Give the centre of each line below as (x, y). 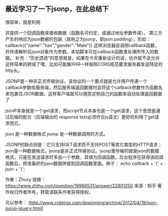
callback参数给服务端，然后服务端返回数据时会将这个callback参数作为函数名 (84, 87)
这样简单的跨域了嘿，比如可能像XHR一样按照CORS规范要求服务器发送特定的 (84, 64)
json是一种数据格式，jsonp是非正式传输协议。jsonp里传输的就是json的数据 (82, 151)
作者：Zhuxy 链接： (26, 179)
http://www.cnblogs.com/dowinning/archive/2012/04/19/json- (94, 202)
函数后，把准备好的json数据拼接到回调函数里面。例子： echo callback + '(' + (84, 163)
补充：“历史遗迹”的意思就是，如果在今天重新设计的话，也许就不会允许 (87, 58)
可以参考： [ (18, 202)
